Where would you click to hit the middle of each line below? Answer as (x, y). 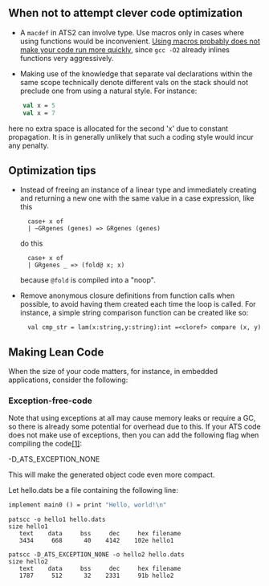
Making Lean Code (56, 352)
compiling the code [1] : (45, 444)
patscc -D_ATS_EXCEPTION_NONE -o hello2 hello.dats (96, 555)
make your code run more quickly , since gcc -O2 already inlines (125, 49)
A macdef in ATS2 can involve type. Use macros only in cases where (132, 32)
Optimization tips (52, 171)
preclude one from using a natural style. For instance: (108, 91)
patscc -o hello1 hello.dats (57, 520)
